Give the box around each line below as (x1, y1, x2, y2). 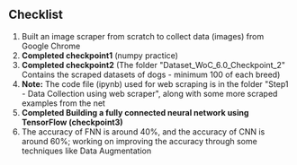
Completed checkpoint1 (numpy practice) (21, 49, 179, 61)
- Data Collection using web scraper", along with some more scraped (21, 88, 278, 99)
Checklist (8, 7, 64, 22)
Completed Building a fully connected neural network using (21, 107, 249, 117)
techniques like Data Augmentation (21, 145, 152, 156)
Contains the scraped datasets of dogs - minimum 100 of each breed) (21, 69, 281, 80)
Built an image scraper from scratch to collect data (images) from (21, 30, 265, 41)
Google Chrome (21, 40, 81, 51)
